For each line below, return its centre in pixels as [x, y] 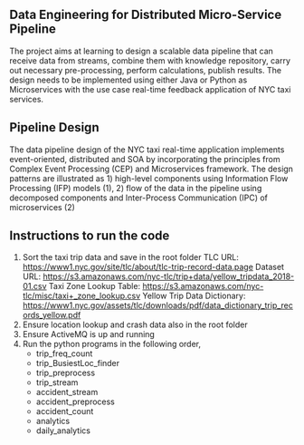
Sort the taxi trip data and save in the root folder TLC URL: [131, 257]
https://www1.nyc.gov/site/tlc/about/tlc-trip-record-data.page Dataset [153, 267]
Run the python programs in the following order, [112, 344]
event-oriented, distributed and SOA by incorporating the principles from [145, 159]
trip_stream [57, 382]
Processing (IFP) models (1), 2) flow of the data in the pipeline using [136, 188]
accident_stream [67, 392]
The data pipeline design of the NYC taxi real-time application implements [147, 150]
